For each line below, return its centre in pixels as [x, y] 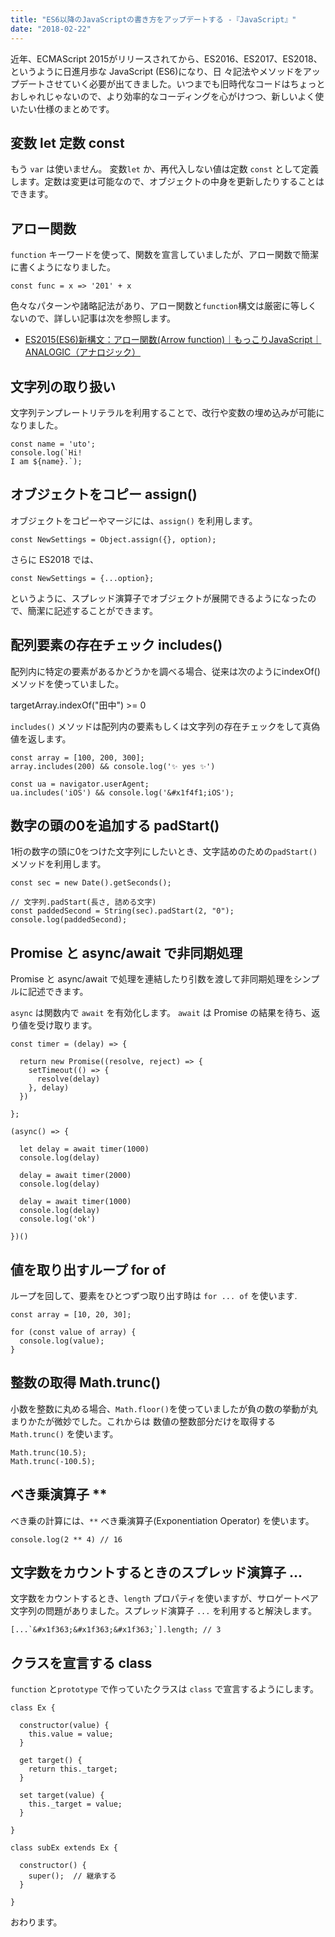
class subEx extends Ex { [64, 1848]
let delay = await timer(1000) [84, 1149]
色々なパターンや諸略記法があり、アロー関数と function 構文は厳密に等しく [164, 306]
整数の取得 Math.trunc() [86, 1382]
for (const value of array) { [73, 1332]
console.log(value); [62, 1341]
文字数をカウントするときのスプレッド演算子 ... [156, 1572]
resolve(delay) [68, 1079]
